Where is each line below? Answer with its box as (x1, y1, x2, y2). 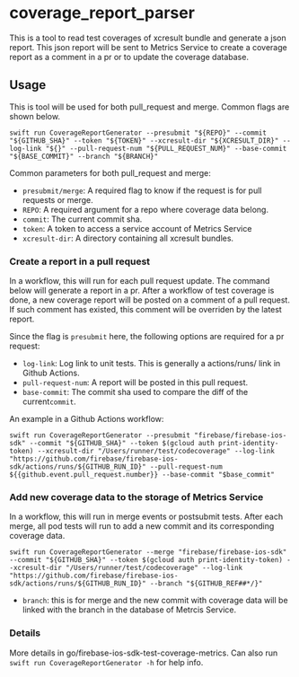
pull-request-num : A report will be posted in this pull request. (22, 377, 249, 388)
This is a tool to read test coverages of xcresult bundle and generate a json (9, 32, 286, 43)
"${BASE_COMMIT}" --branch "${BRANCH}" (9, 152, 159, 161)
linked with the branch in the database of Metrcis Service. (22, 604, 236, 615)
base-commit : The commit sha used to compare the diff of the (22, 387, 249, 398)
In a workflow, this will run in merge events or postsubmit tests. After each (9, 511, 284, 523)
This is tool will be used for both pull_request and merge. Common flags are (9, 101, 290, 112)
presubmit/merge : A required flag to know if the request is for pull (22, 185, 262, 196)
